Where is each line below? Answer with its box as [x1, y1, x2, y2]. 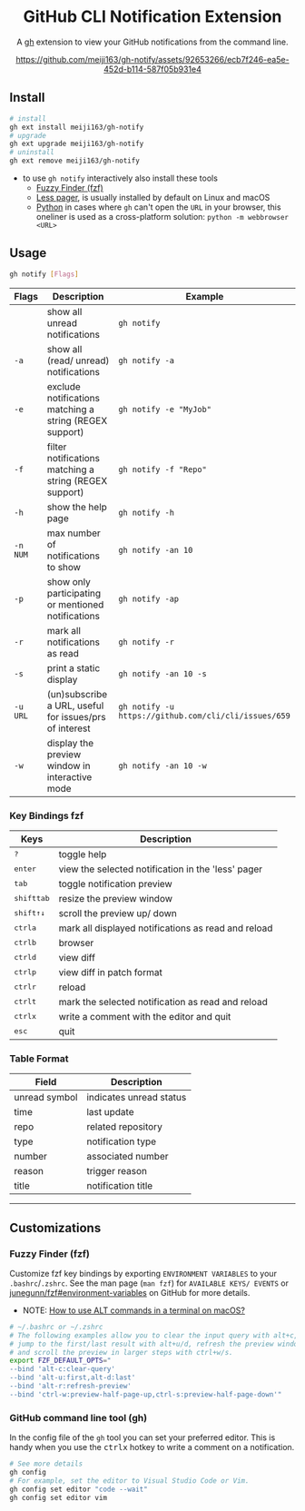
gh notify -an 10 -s [117, 668, 207, 678]
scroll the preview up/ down [58, 906, 177, 919]
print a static [46, 661, 101, 674]
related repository [85, 1121, 163, 1133]
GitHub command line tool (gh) [9, 1411, 148, 1424]
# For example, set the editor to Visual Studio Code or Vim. [9, 1476, 250, 1486]
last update [85, 1106, 134, 1119]
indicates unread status [85, 1091, 187, 1104]
